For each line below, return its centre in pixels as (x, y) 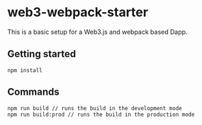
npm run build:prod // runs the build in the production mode (101, 114)
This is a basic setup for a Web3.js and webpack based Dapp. (97, 32)
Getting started (42, 54)
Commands (34, 92)
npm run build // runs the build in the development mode (95, 108)
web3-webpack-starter (78, 12)
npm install (25, 70)
